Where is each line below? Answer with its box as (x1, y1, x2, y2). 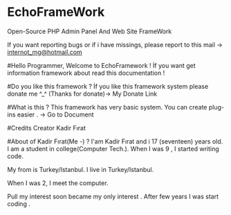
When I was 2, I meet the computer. (7, 178, 109, 187)
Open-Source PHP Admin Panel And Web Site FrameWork (7, 27, 172, 35)
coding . (7, 199, 31, 208)
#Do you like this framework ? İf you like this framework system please (7, 82, 209, 90)
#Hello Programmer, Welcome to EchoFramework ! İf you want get (7, 61, 196, 69)
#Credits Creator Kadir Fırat (7, 123, 86, 132)
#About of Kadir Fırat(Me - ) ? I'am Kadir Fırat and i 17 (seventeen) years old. (7, 137, 223, 146)
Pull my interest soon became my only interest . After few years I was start (7, 192, 219, 200)
